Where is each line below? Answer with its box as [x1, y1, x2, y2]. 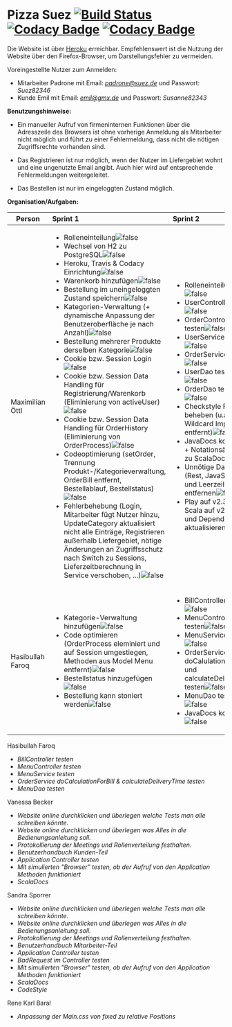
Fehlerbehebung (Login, [64, 501, 142, 511]
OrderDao [184, 384, 217, 394]
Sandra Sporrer [7, 890, 51, 899]
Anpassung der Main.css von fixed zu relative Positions [17, 1012, 176, 1020]
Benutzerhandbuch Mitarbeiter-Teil [17, 941, 117, 949]
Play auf [184, 496, 211, 506]
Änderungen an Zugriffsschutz [64, 544, 164, 554]
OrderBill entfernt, [64, 475, 122, 484]
